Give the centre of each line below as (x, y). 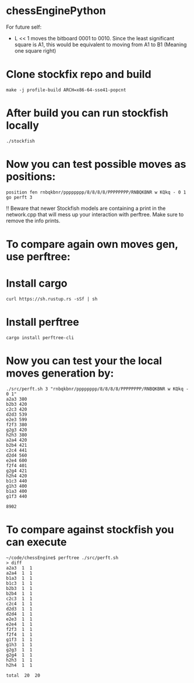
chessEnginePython (56, 11)
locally (23, 125)
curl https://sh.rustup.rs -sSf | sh (52, 299)
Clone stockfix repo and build (79, 75)
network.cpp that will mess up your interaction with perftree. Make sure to (95, 214)
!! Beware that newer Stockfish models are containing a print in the (86, 208)
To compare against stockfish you (90, 530)
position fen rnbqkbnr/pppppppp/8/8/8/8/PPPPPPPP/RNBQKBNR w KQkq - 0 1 (96, 192)
